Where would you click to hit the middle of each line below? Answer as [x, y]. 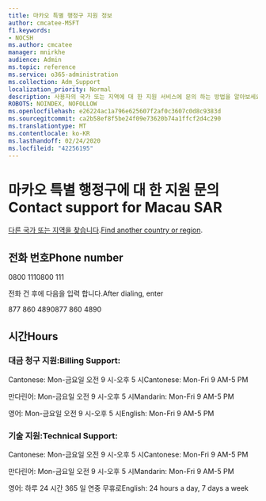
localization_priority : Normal [60, 89]
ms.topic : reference [42, 67]
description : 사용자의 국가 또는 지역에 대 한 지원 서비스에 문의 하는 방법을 [120, 97]
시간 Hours [33, 337]
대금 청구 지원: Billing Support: [65, 361]
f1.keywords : [30, 30]
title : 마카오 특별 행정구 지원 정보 [61, 15]
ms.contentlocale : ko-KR [49, 133]
